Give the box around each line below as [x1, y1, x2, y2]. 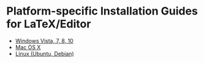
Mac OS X [15, 44, 41, 51]
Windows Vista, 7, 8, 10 [15, 37, 74, 44]
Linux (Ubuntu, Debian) [15, 50, 75, 57]
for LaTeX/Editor [6, 17, 91, 31]
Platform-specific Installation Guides [6, 4, 198, 18]
